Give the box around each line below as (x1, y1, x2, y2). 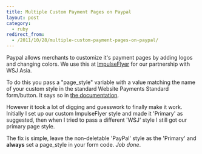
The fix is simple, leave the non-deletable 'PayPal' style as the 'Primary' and (6, 135, 197, 142)
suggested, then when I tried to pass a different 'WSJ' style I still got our (6, 116, 187, 124)
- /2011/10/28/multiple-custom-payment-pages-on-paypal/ (12, 37, 159, 43)
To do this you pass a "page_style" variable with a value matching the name (6, 79, 196, 86)
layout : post (6, 15, 39, 21)
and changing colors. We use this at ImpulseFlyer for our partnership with (6, 60, 190, 68)
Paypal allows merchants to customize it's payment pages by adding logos (6, 54, 193, 61)
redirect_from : (6, 32, 45, 38)
